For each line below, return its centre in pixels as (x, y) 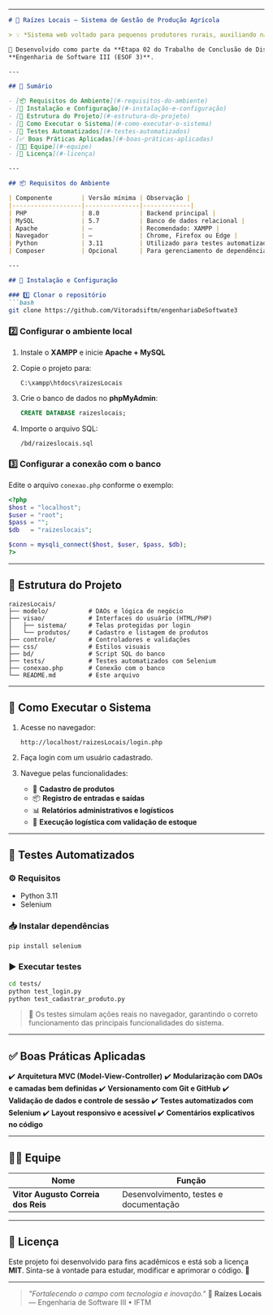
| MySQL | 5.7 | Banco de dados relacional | (127, 220)
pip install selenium (45, 946)
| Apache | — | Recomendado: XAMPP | (114, 229)
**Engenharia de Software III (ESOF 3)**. (81, 57)
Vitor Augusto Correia (56, 1194)
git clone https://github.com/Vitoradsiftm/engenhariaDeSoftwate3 (123, 310)
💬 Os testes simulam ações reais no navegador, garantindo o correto (143, 1014)
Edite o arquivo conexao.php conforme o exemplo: (91, 485)
